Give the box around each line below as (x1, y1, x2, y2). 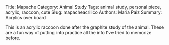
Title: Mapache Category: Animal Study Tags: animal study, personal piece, (5, 4, 161, 10)
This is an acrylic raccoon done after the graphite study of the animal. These (5, 24, 164, 30)
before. (5, 35, 21, 41)
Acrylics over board (5, 15, 46, 20)
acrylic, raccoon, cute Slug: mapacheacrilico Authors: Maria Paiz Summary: (5, 9, 162, 15)
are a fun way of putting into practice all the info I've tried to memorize (5, 30, 152, 35)
